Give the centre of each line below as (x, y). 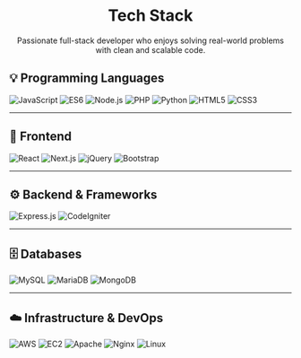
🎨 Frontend (40, 137)
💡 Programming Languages (87, 79)
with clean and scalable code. (150, 49)
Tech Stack (150, 16)
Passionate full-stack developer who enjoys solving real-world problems (150, 40)
